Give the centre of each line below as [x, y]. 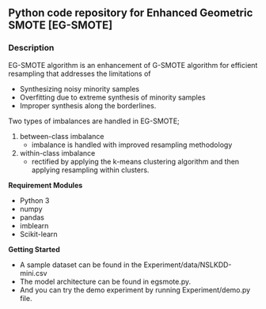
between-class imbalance [62, 136]
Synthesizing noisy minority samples [80, 89]
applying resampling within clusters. [90, 170]
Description [31, 48]
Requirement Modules [46, 185]
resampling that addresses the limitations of [80, 73]
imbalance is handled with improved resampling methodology [132, 145]
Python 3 [34, 200]
